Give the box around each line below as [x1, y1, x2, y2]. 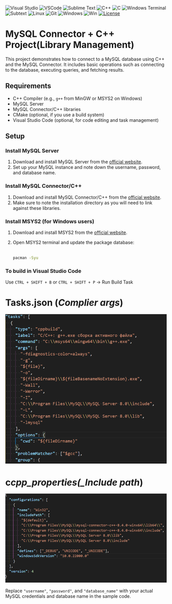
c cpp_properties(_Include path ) [5, 477, 143, 488]
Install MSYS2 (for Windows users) [5, 218, 95, 225]
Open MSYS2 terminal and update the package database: [12, 240, 135, 246]
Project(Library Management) [5, 39, 135, 51]
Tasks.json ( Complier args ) [5, 297, 124, 309]
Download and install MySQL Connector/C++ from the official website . [12, 194, 162, 200]
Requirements [5, 82, 51, 91]
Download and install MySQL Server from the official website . [12, 159, 143, 165]
